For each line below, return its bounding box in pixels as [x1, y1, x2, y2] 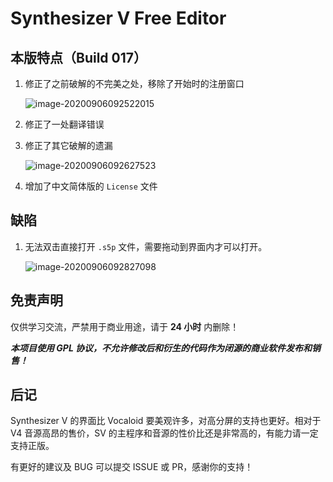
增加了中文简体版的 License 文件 [24, 180, 158, 192]
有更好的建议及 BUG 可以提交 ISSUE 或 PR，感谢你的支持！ [10, 461, 254, 473]
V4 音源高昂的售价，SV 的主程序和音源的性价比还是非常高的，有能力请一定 [10, 427, 319, 439]
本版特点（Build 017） [10, 49, 147, 66]
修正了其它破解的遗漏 [24, 140, 113, 151]
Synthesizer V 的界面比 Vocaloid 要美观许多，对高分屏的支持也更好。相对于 [10, 415, 322, 427]
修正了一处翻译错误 [24, 118, 105, 130]
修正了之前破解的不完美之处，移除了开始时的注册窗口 [24, 78, 245, 89]
